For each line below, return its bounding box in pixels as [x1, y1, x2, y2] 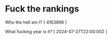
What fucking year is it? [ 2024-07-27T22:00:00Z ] [5, 28, 108, 34]
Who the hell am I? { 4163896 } [5, 19, 67, 25]
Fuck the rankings [5, 3, 79, 14]
